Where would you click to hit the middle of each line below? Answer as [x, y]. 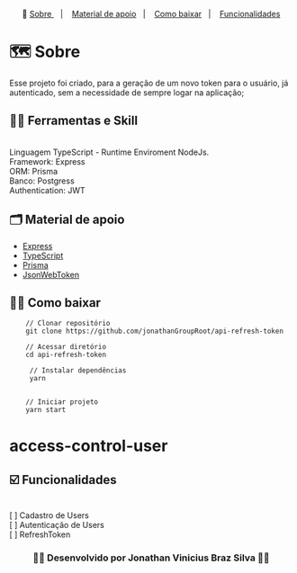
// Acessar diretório [66, 347]
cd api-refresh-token [66, 355]
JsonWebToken [50, 274]
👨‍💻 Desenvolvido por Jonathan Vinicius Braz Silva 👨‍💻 [151, 558]
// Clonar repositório [68, 324]
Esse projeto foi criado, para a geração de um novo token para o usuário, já [149, 83]
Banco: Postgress [42, 181]
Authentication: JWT [47, 190]
